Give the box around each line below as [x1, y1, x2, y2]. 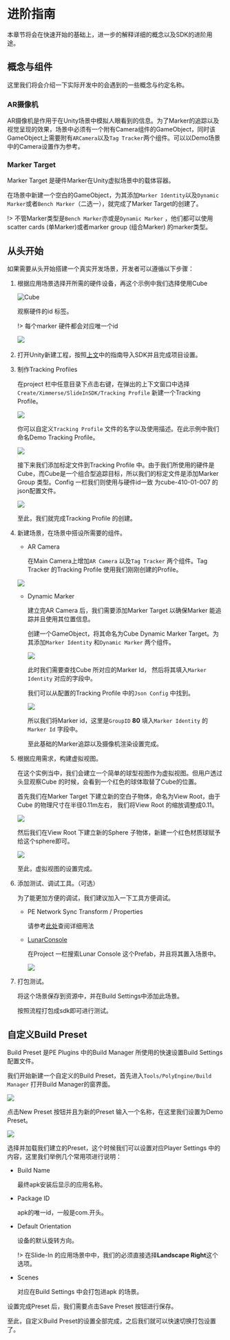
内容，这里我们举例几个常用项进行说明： [7, 1152, 122, 1160]
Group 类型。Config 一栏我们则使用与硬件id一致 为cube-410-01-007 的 [17, 478, 218, 486]
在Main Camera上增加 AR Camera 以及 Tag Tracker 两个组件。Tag [27, 557, 208, 565]
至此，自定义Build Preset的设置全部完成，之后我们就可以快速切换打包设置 [7, 1317, 217, 1325]
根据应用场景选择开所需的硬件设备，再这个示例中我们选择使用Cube [17, 280, 208, 288]
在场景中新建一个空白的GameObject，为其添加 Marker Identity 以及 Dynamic [7, 191, 219, 200]
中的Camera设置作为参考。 [7, 143, 84, 151]
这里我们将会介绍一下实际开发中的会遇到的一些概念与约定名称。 [7, 81, 188, 89]
